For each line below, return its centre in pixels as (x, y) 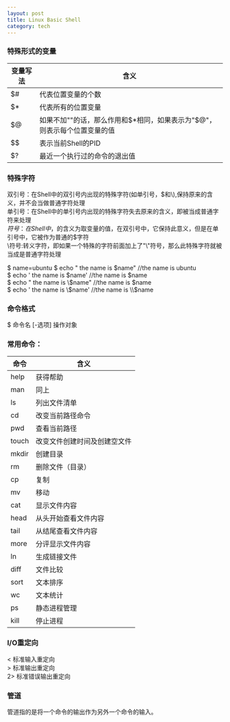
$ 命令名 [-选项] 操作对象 (42, 325)
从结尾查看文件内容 (66, 531)
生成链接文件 (56, 556)
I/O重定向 (23, 643)
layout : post (26, 13)
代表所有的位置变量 (70, 107)
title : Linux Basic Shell (44, 20)
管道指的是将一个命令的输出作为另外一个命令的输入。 (82, 712)
